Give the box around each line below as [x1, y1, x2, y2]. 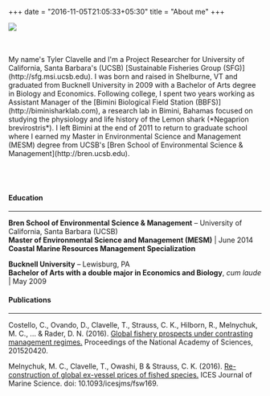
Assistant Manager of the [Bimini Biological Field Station [8, 97, 194, 107]
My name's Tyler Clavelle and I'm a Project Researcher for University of [8, 55, 245, 64]
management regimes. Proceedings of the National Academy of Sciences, [8, 337, 253, 347]
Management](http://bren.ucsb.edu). [8, 149, 130, 158]
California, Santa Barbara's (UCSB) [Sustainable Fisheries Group [8, 64, 222, 72]
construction [8, 370, 51, 380]
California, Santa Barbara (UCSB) [8, 227, 118, 237]
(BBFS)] [195, 97, 222, 107]
